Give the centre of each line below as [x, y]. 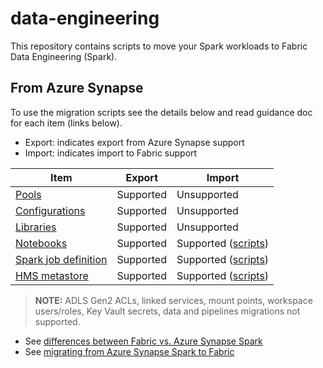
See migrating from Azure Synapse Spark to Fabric [129, 351]
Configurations [50, 210]
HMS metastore [52, 275]
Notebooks [41, 243]
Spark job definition [61, 259]
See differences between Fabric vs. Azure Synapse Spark [143, 341]
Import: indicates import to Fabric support [111, 153]
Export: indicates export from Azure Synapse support [134, 142]
